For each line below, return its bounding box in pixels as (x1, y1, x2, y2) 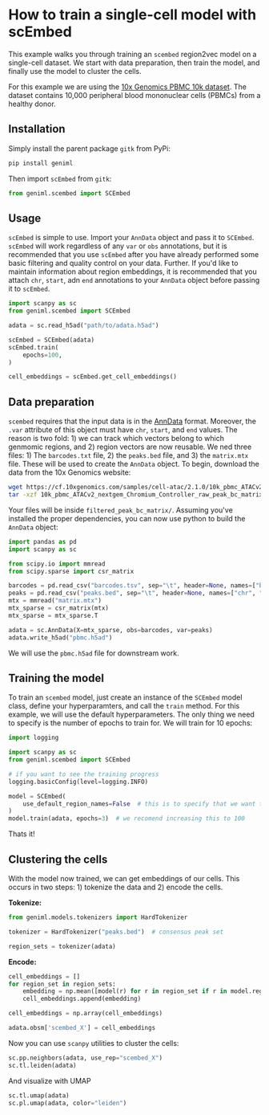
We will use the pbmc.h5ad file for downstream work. (8, 648, 179, 658)
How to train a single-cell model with (8, 6, 257, 24)
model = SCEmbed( (8, 792, 66, 800)
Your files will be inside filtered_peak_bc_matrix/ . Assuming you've (8, 504, 234, 515)
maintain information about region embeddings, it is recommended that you (8, 267, 258, 276)
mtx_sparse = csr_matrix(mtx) (8, 604, 110, 612)
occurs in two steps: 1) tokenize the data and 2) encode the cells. (8, 882, 223, 892)
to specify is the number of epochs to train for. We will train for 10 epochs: (8, 718, 253, 728)
